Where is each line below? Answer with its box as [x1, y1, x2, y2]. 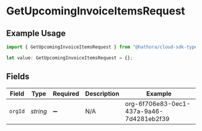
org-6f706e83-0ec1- [125, 99, 191, 108]
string [30, 107, 47, 115]
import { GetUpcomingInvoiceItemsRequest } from [6, 44, 130, 50]
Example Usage [6, 28, 66, 38]
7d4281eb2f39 [125, 114, 170, 123]
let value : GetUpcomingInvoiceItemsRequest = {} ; [6, 55, 133, 61]
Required [52, 89, 79, 97]
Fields [6, 72, 30, 82]
